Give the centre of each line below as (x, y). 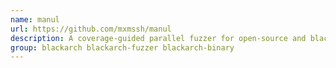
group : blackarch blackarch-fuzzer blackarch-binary (122, 47)
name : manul (35, 19)
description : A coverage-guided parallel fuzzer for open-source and (158, 38)
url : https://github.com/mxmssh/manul (91, 29)
